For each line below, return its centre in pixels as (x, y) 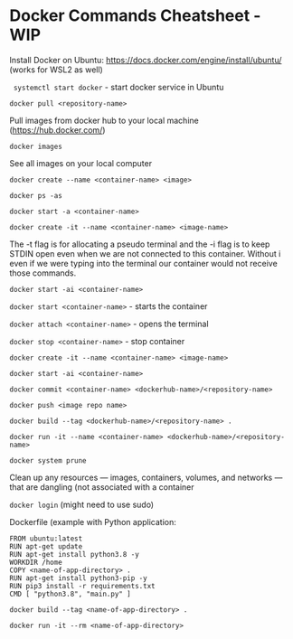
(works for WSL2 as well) (57, 70)
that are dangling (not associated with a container (102, 487)
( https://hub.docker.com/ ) (57, 130)
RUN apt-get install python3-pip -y (78, 578)
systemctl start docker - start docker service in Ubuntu (118, 87)
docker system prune (48, 460)
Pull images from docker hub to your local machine (104, 120)
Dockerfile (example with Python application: (93, 522)
